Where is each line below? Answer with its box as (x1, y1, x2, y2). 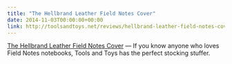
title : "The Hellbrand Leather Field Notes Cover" (7, 10, 156, 17)
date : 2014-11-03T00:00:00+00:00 (7, 17, 104, 23)
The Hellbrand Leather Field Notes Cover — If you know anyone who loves (7, 42, 220, 50)
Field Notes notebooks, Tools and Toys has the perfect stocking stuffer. (7, 49, 211, 57)
